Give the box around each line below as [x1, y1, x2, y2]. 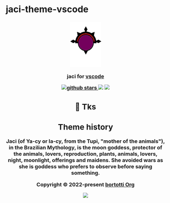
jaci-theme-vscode [6, 4, 89, 15]
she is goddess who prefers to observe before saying [19, 163, 152, 170]
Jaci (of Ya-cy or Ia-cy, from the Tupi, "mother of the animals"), [6, 138, 165, 145]
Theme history [58, 122, 113, 132]
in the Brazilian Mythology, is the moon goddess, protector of [9, 144, 162, 151]
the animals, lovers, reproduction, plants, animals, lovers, [13, 150, 158, 157]
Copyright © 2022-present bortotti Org [36, 181, 135, 188]
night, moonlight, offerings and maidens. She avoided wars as [8, 157, 163, 164]
